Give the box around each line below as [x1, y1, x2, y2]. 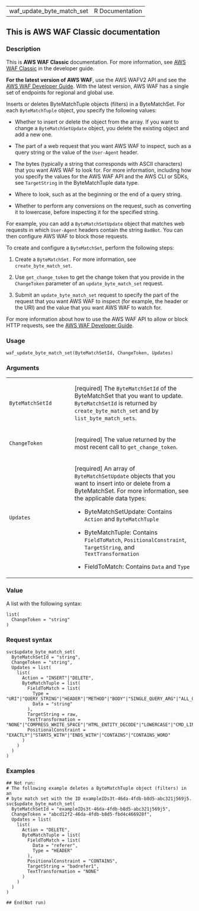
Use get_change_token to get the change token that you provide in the [14, 273, 185, 280]
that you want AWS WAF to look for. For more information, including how [14, 166, 192, 174]
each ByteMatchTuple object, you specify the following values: [6, 106, 157, 114]
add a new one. [14, 131, 53, 138]
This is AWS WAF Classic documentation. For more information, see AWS [6, 58, 187, 65]
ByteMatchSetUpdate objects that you [74, 472, 176, 480]
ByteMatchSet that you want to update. [74, 392, 183, 400]
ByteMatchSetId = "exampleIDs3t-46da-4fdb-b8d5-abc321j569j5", [11, 806, 171, 812]
